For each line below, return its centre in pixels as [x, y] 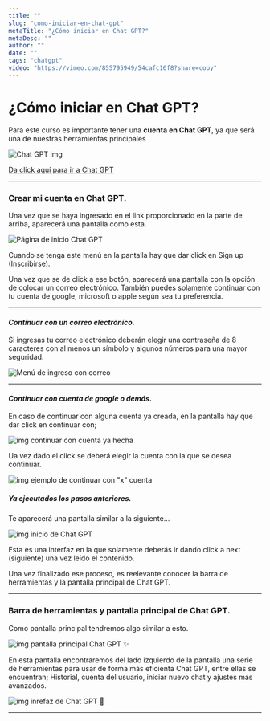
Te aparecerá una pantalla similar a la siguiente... [89, 519]
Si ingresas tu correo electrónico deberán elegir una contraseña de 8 [123, 340]
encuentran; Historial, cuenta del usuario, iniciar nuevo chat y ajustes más [131, 677]
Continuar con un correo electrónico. [72, 322]
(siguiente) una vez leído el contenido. [72, 558]
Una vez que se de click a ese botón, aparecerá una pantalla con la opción [132, 279]
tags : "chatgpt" [35, 61]
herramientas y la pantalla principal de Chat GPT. [90, 582]
